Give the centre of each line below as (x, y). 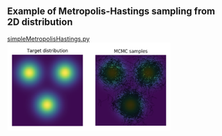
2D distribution (40, 22)
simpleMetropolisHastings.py (49, 39)
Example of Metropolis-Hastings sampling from (111, 11)
